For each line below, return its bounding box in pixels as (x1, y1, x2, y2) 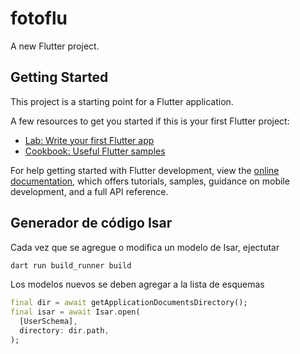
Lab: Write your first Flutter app (24, 134, 155, 146)
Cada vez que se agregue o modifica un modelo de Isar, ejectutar (10, 241, 280, 253)
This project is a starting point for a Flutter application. (10, 95, 234, 107)
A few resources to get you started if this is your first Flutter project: (10, 115, 290, 127)
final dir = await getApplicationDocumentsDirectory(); (10, 298, 248, 308)
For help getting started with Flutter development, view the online (10, 164, 280, 176)
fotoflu (10, 7, 68, 30)
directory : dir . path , (19, 326, 110, 336)
